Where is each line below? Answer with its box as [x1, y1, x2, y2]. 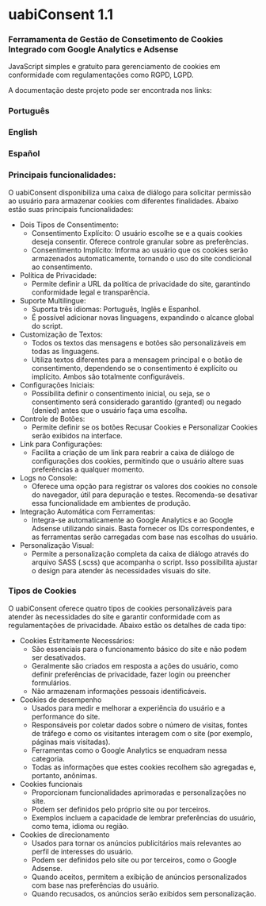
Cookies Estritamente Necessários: [19, 635, 135, 645]
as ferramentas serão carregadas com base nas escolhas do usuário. [31, 532, 258, 542]
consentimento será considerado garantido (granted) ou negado [31, 397, 241, 407]
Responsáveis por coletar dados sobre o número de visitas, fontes [31, 720, 248, 730]
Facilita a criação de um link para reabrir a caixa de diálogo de [31, 447, 235, 457]
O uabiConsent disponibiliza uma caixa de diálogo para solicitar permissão [8, 187, 252, 197]
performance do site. [31, 711, 101, 721]
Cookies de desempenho [19, 695, 102, 704]
